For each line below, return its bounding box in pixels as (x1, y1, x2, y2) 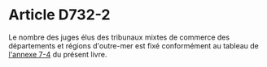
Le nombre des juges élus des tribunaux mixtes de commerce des (8, 32, 230, 42)
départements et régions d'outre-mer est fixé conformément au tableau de (8, 40, 259, 50)
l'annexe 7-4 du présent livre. (8, 49, 107, 59)
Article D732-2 (8, 6, 111, 24)
